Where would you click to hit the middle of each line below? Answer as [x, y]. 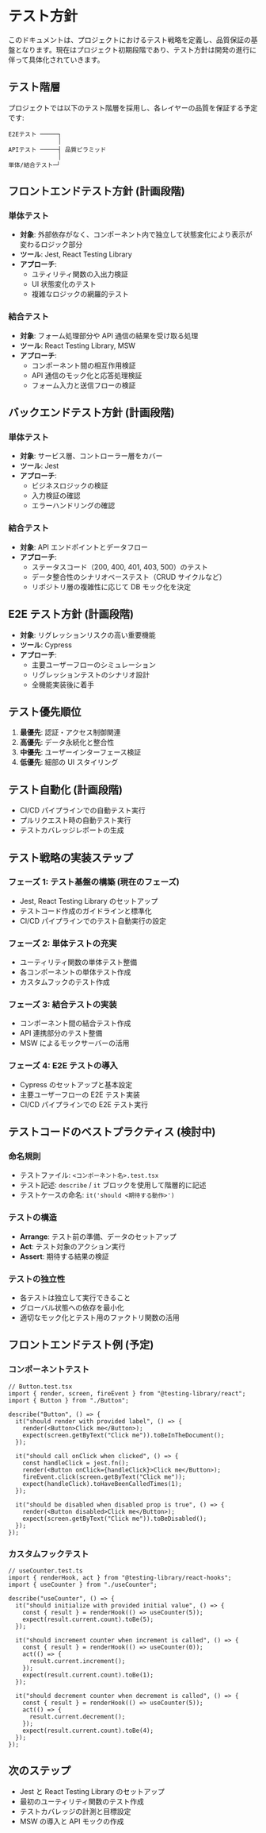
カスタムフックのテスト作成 [65, 982]
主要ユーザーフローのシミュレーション [93, 665]
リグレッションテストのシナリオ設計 [91, 674]
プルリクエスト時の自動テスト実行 [75, 820]
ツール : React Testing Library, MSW [78, 345]
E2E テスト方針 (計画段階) [71, 614]
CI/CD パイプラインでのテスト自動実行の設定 [93, 920]
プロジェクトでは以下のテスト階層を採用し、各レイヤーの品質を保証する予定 [133, 107]
